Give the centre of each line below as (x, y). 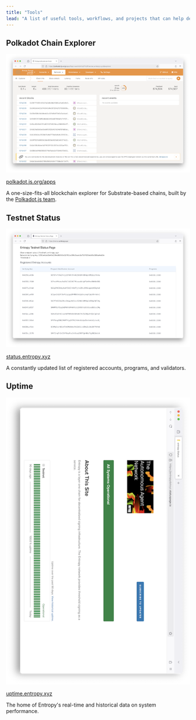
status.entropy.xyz (28, 356)
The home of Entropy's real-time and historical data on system (81, 705)
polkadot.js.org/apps (31, 182)
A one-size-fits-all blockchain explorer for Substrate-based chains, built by (96, 193)
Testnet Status (33, 217)
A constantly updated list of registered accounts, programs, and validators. (96, 368)
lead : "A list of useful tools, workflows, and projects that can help (95, 18)
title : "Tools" (24, 12)
